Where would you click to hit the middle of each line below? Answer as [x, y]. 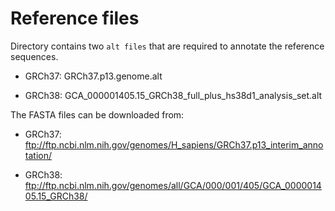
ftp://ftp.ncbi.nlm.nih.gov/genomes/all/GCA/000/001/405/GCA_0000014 [173, 185]
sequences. [34, 56]
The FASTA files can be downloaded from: [97, 114]
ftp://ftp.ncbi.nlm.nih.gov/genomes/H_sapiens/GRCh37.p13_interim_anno [174, 144]
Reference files [75, 18]
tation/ [38, 155]
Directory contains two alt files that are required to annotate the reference [167, 46]
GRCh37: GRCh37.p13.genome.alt [93, 76]
